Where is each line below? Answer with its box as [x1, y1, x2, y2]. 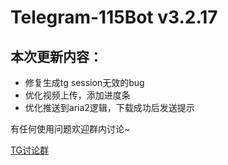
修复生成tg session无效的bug [24, 77, 145, 88]
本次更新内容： [10, 48, 103, 65]
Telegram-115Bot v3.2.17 [10, 6, 218, 29]
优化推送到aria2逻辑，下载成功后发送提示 [24, 102, 195, 113]
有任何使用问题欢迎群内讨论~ [10, 123, 131, 135]
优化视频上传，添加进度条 [24, 89, 131, 101]
